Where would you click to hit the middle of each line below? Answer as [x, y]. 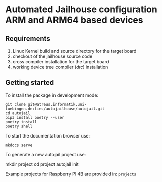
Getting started [30, 83]
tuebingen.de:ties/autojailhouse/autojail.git [55, 109]
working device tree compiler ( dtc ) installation [60, 67]
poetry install [21, 122]
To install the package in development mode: [52, 95]
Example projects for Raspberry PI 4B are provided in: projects [71, 174]
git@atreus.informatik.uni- [57, 104]
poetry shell [19, 126]
